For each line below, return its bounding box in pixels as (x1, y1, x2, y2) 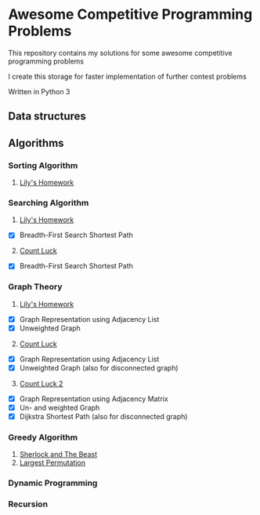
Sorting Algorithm (8, 159, 78, 170)
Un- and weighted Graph (19, 403, 100, 413)
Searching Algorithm (8, 197, 89, 208)
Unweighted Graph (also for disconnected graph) (19, 363, 179, 372)
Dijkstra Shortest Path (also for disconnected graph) (19, 412, 188, 422)
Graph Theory (8, 281, 63, 292)
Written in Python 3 (8, 86, 70, 96)
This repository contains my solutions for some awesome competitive (8, 48, 233, 57)
